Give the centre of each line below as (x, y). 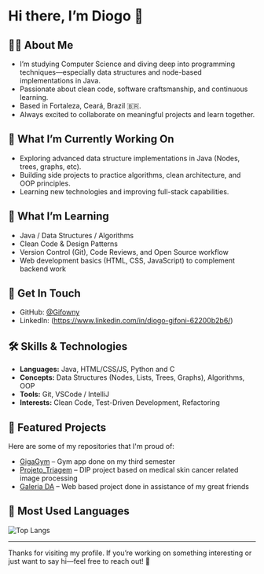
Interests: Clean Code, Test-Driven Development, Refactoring (119, 403)
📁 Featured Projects (57, 427)
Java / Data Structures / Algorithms (77, 235)
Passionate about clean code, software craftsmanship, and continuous (134, 89)
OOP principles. (45, 183)
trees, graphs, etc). (50, 166)
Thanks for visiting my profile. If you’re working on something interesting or (130, 553)
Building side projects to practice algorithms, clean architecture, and (130, 175)
